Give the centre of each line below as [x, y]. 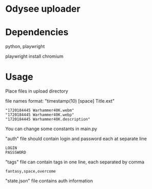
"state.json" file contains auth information [49, 181]
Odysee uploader [43, 9]
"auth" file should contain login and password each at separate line [76, 139]
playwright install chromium [35, 56]
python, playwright [25, 46]
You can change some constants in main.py [51, 129]
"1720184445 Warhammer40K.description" [48, 120]
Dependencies [37, 32]
